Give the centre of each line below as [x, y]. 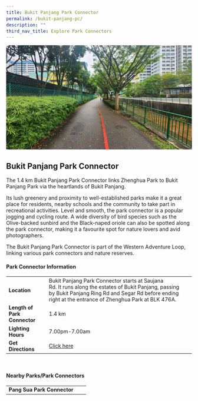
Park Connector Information [41, 266]
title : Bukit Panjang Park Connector [52, 12]
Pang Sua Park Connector [41, 390]
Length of [21, 308]
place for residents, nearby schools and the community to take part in [91, 204]
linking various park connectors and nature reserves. [70, 253]
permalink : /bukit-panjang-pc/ [44, 19]
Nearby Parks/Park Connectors [45, 376]
